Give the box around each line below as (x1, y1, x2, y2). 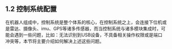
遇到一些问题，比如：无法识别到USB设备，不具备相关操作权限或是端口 (14, 32, 163, 38)
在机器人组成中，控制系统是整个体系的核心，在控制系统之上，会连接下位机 (5, 19, 162, 25)
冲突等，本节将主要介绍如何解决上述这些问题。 (5, 38, 104, 44)
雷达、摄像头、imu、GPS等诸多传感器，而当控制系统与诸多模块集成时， (9, 25, 161, 31)
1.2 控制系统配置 (5, 5, 57, 14)
